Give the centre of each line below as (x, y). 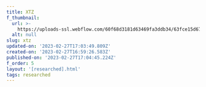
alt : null (24, 35)
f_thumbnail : (23, 18)
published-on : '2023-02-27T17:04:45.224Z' (61, 58)
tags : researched (29, 75)
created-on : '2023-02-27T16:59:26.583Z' (59, 52)
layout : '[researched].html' (44, 69)
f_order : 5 (20, 63)
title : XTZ (20, 12)
